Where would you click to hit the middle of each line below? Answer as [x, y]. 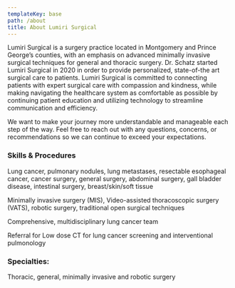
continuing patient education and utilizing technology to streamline [105, 101]
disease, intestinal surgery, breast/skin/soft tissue [80, 186]
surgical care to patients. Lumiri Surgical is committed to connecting [108, 78]
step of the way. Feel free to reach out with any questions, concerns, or [112, 130]
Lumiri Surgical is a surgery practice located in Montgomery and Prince [112, 48]
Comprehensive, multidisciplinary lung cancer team [83, 221]
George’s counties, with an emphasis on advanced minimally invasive [109, 55]
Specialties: [28, 261]
